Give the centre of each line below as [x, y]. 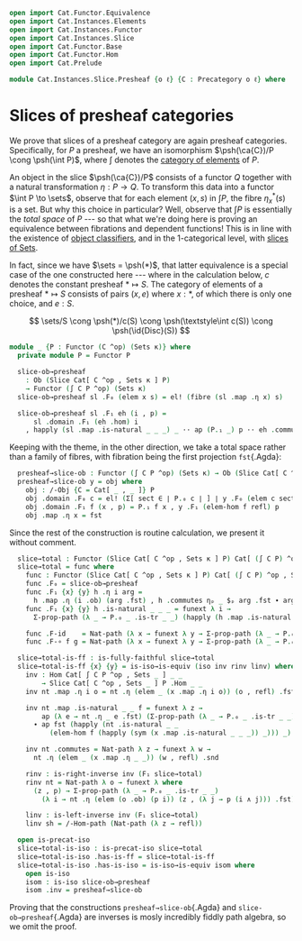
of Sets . [24, 248]
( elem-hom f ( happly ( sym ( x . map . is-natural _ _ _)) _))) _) [170, 733]
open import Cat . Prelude [56, 63]
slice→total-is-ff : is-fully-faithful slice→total [116, 658]
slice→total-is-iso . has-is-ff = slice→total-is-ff [116, 856]
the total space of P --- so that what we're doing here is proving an [133, 219]
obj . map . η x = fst [64, 515]
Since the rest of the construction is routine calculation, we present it [137, 533]
